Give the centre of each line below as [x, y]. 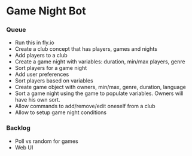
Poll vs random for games [47, 141]
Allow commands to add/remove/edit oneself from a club [85, 106]
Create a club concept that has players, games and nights [86, 49]
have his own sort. [38, 100]
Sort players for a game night [51, 68]
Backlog [19, 128]
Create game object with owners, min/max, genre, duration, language [100, 87]
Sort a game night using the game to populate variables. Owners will [99, 93]
